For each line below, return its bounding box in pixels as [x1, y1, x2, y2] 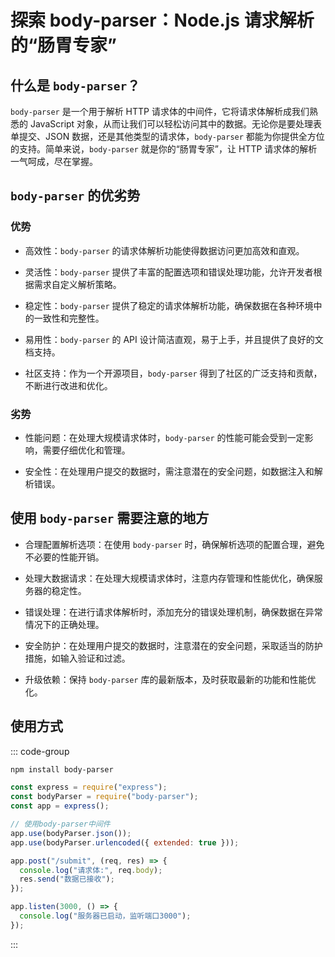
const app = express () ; [10, 801, 110, 811]
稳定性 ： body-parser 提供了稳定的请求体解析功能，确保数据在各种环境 [24, 299, 314, 311]
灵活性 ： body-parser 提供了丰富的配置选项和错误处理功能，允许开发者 [24, 266, 314, 278]
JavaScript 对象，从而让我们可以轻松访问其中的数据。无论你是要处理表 [29, 118, 323, 130]
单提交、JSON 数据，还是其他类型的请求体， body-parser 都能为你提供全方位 [10, 131, 325, 142]
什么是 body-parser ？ [10, 77, 141, 94]
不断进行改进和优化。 [24, 379, 113, 391]
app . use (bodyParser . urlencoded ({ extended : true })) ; [10, 837, 240, 848]
